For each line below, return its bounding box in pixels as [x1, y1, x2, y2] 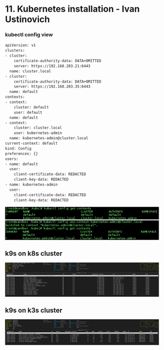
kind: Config [5, 146, 32, 151]
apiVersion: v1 [5, 43, 36, 48]
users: [5, 156, 19, 161]
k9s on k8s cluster [5, 249, 62, 258]
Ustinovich [5, 14, 50, 25]
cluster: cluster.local [14, 126, 62, 131]
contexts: [5, 94, 25, 100]
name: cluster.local [9, 68, 51, 74]
